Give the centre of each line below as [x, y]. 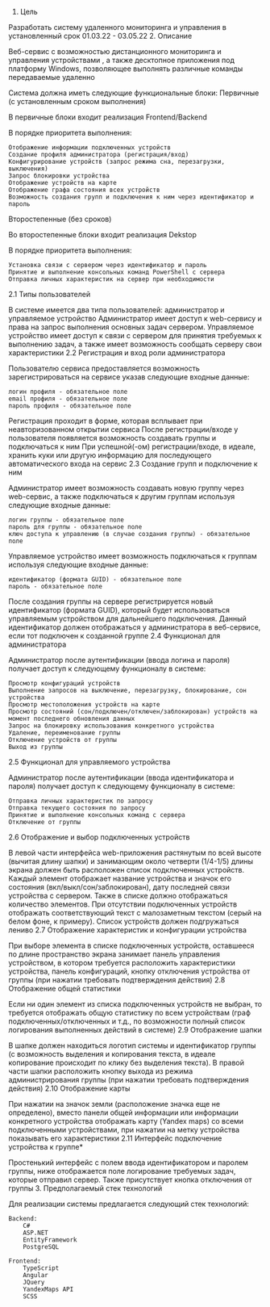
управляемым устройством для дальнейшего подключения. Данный [128, 618]
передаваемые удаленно [52, 77]
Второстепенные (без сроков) [60, 219]
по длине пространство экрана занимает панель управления [114, 954]
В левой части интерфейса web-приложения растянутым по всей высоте [135, 852]
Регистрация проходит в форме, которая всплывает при [106, 421]
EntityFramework [50, 1240]
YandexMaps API [48, 1289]
